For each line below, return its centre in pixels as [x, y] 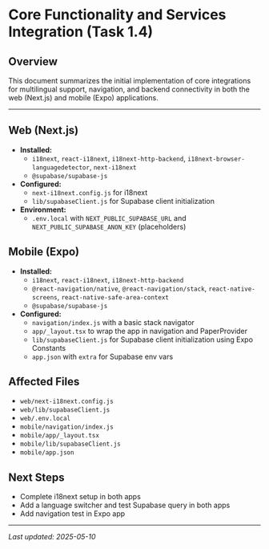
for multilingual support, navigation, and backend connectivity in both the [129, 89]
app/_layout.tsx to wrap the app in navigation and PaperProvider [140, 331]
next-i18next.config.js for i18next [90, 192]
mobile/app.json [47, 453]
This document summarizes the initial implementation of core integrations [130, 81]
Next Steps [36, 477]
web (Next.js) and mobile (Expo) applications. [83, 98]
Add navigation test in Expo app [72, 514]
